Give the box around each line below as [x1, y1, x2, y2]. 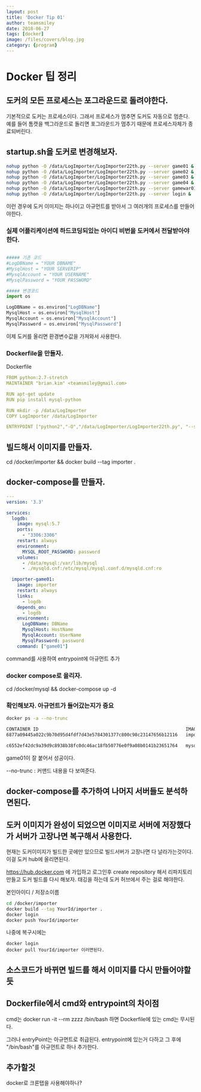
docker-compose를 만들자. [6, 477, 106, 488]
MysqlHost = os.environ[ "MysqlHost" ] [6, 310, 100, 316]
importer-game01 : [11, 576, 55, 582]
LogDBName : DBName [22, 621, 68, 627]
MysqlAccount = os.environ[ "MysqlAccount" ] [6, 315, 117, 321]
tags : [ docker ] [6, 31, 44, 37]
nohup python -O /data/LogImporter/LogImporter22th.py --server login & [6, 191, 191, 197]
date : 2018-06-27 [6, 25, 50, 32]
